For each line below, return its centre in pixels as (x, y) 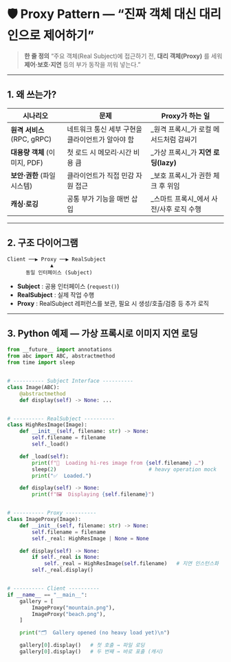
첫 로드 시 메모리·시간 (99, 152)
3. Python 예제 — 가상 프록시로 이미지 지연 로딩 (102, 333)
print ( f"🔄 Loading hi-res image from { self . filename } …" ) (118, 463)
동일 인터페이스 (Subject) (59, 272)
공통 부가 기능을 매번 (98, 199)
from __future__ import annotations (59, 350)
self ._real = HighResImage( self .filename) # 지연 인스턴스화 (131, 564)
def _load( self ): (44, 456)
